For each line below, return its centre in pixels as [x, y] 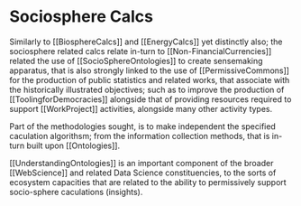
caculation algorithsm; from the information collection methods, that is [140, 136]
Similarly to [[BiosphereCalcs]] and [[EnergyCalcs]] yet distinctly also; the [146, 42]
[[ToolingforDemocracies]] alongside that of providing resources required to [150, 99]
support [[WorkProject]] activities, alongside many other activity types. [141, 108]
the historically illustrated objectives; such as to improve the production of [147, 89]
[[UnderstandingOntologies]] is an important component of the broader [141, 163]
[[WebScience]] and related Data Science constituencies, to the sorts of [143, 173]
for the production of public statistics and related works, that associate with [150, 80]
